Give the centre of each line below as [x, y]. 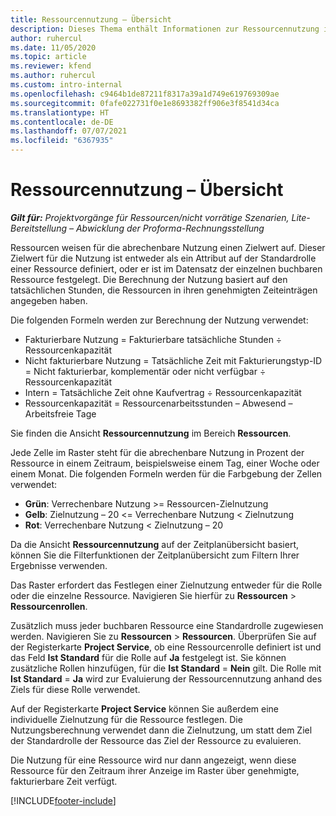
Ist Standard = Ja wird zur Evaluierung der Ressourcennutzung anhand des [166, 678]
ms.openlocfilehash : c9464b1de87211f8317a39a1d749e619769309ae [145, 94]
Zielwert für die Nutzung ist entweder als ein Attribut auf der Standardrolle [163, 258]
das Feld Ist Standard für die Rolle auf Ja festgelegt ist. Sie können [148, 657]
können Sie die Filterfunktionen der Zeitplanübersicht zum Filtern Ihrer [155, 555]
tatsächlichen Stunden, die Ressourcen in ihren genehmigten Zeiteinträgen [164, 290]
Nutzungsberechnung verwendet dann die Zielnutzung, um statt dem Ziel [161, 730]
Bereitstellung [39, 228]
